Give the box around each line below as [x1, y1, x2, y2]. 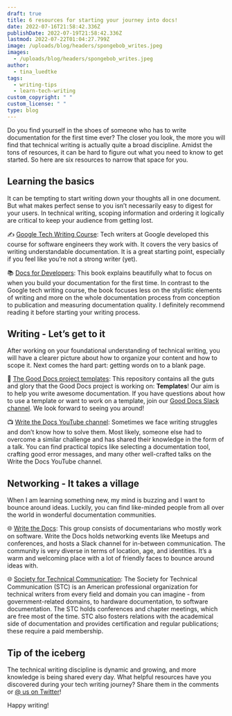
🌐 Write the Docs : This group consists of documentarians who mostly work [7, 525, 222, 533]
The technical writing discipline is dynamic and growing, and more [7, 665, 197, 674]
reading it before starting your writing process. [7, 308, 141, 316]
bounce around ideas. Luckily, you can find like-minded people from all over [7, 504, 224, 512]
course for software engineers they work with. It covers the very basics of [7, 240, 219, 248]
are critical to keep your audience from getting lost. [7, 216, 154, 224]
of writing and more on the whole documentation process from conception [7, 293, 220, 302]
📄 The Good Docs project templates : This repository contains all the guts [7, 375, 215, 383]
